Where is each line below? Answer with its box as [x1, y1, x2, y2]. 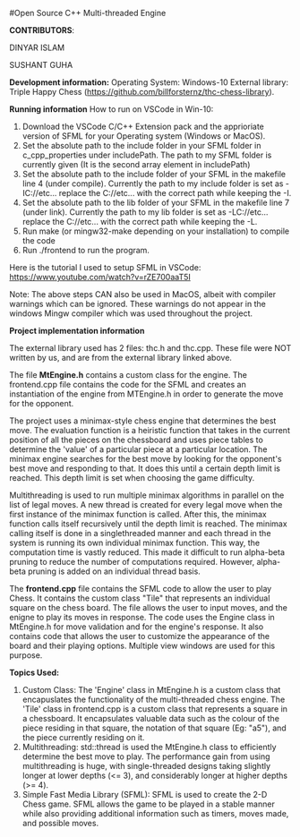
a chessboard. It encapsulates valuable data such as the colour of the [21, 713, 280, 723]
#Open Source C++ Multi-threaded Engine [9, 8, 167, 18]
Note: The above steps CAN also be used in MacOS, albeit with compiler [9, 289, 276, 299]
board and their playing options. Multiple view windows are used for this [9, 640, 276, 651]
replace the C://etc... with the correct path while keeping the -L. [21, 217, 258, 226]
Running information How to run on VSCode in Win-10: [9, 104, 214, 115]
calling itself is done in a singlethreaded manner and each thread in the [9, 528, 271, 538]
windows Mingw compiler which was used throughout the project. [9, 308, 253, 319]
